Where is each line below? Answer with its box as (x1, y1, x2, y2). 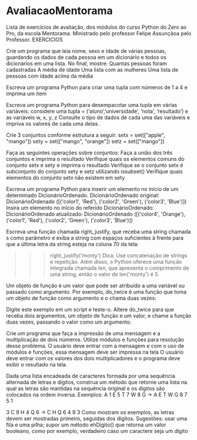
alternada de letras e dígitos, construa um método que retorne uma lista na (6, 378, 188, 385)
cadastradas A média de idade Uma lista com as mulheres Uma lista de (6, 66, 178, 73)
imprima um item (6, 90, 47, 97)
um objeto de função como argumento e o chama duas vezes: (6, 294, 157, 301)
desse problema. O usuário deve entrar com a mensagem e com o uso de (6, 342, 184, 349)
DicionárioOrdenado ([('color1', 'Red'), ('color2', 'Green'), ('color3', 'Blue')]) (6, 198, 187, 205)
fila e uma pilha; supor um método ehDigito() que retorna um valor (6, 421, 166, 428)
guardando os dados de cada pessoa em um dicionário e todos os (6, 53, 166, 61)
